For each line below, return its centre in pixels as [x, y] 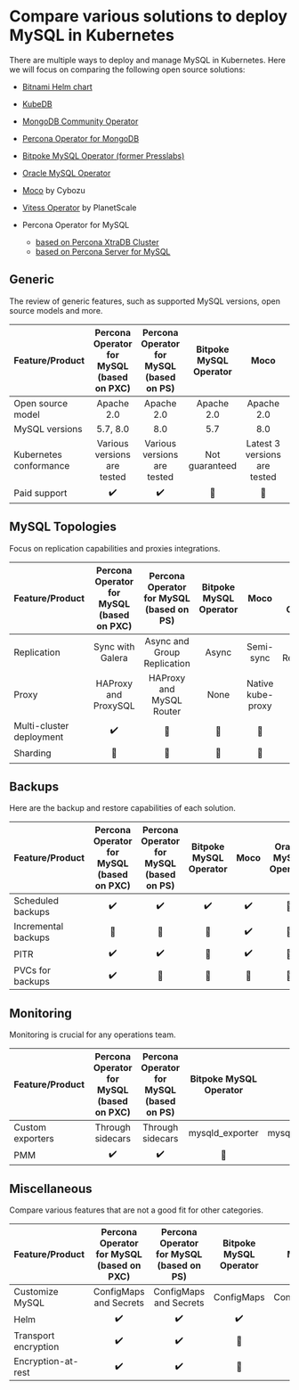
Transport [34, 1336]
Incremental [39, 927]
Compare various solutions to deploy [148, 16]
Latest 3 [263, 443]
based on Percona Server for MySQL [103, 251]
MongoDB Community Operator [80, 121]
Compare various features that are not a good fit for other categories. [137, 1210]
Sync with [114, 646]
